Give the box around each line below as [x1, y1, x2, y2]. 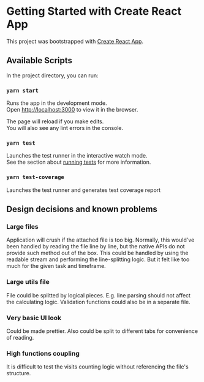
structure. [6, 370, 31, 377]
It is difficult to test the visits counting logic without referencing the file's [6, 363, 189, 370]
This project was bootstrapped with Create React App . [6, 37, 144, 45]
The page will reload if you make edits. [6, 118, 104, 125]
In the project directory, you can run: [6, 72, 99, 79]
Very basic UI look [6, 313, 62, 322]
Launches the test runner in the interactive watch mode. [6, 152, 148, 159]
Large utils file [6, 278, 50, 286]
